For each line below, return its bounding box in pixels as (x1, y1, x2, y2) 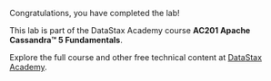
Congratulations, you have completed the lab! (9, 8, 180, 18)
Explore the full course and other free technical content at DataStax (9, 52, 262, 62)
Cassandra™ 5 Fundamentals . (9, 35, 123, 45)
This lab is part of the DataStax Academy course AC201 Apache (9, 25, 251, 35)
